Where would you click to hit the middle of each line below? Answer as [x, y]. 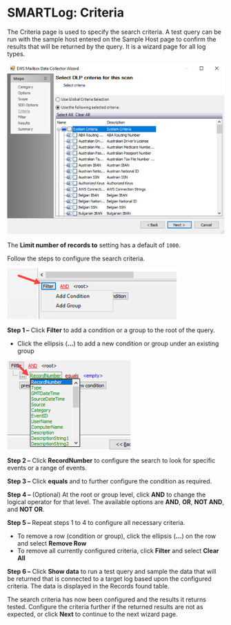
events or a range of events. [47, 468]
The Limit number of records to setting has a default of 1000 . [94, 245]
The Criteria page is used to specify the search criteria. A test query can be [114, 32]
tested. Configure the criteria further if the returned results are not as [105, 606]
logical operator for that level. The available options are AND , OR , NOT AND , [115, 501]
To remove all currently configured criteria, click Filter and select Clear [118, 550]
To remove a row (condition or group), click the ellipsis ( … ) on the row [117, 536]
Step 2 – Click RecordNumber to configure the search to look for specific [111, 460]
